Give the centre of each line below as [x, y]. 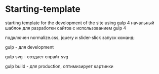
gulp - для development [30, 47]
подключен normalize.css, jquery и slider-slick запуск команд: [70, 37]
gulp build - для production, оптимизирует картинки [59, 66]
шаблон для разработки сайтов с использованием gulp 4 [66, 28]
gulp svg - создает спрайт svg [37, 56]
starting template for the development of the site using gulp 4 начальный [80, 23]
